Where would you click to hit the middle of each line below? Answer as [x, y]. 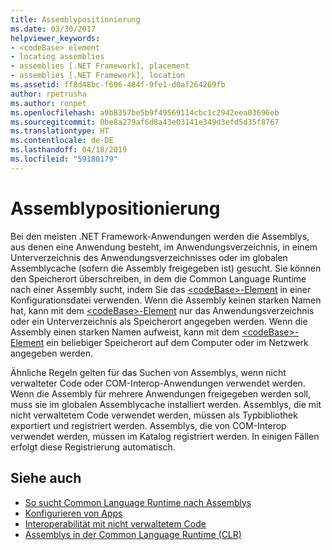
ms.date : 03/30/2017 [53, 29]
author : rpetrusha [48, 94]
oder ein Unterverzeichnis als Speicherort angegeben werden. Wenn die [159, 321]
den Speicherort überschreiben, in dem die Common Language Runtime [158, 278]
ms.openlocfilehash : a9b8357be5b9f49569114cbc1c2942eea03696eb [145, 112]
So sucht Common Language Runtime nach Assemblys [138, 502]
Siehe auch [46, 478]
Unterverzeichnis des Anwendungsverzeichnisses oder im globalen [149, 257]
